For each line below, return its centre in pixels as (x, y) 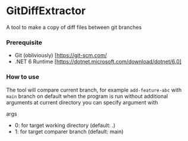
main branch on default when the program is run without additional (87, 96)
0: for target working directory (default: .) (65, 125)
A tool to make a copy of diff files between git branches (74, 27)
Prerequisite (24, 42)
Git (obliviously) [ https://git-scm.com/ (61, 55)
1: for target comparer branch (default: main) (69, 132)
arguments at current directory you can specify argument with (82, 102)
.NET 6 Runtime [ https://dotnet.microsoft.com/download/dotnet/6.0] (98, 62)
